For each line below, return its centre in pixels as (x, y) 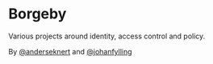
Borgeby (38, 14)
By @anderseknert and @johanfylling (70, 51)
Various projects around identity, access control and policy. (107, 36)
